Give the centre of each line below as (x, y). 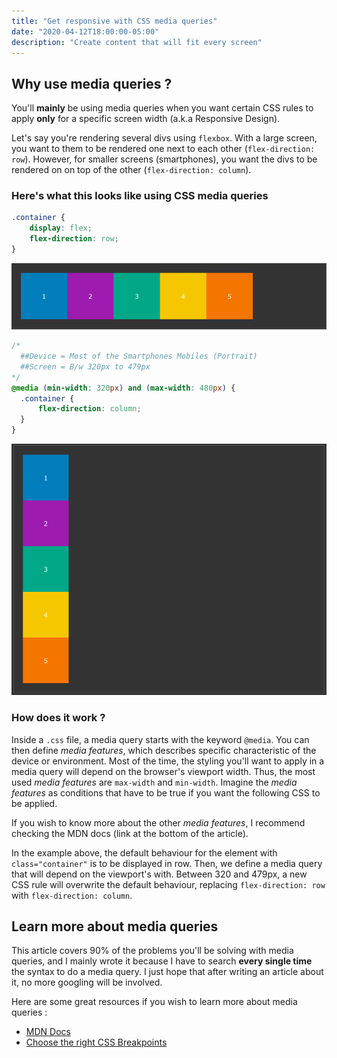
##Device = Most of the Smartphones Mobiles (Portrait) (139, 356)
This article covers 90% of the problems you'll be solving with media (152, 951)
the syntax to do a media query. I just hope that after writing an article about (167, 972)
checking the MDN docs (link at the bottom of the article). (130, 833)
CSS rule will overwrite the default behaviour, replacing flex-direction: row (168, 884)
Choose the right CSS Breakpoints (96, 1042)
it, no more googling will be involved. (87, 982)
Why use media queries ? (92, 83)
